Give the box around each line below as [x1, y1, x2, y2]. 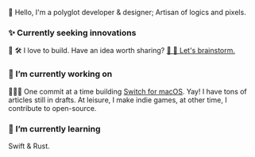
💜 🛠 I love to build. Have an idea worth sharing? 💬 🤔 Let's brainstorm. [8, 46, 236, 56]
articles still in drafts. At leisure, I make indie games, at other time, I [8, 95, 228, 105]
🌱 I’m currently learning [8, 123, 101, 134]
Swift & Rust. [8, 141, 50, 151]
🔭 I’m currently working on [8, 68, 113, 79]
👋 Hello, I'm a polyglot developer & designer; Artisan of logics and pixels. [8, 8, 246, 17]
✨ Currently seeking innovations [8, 27, 137, 38]
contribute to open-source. [8, 103, 97, 113]
